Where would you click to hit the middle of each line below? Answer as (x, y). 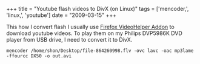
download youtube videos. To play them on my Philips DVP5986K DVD (95, 33)
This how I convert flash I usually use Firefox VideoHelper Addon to (90, 27)
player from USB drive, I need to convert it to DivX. (69, 40)
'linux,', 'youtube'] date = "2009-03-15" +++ (62, 15)
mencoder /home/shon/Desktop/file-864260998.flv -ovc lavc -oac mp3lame (100, 51)
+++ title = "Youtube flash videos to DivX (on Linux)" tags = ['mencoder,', (98, 9)
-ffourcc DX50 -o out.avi (39, 56)
